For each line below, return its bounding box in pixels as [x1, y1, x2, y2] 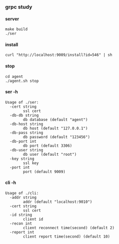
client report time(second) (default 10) [23, 234, 111, 239]
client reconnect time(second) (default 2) [23, 225, 115, 230]
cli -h [5, 180, 16, 185]
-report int [9, 230, 35, 235]
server [5, 16, 19, 22]
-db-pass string [9, 130, 43, 135]
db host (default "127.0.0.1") [23, 125, 88, 131]
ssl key [23, 160, 39, 166]
